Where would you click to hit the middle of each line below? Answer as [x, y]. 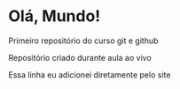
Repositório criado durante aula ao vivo [80, 57]
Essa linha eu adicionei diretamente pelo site [90, 74]
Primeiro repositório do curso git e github [83, 41]
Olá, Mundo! [55, 16]
